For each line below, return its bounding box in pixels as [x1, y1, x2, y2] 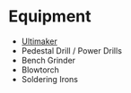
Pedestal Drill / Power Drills [21, 45, 123, 55]
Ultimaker [21, 36, 57, 46]
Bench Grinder [21, 55, 76, 65]
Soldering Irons [21, 73, 78, 84]
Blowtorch [21, 64, 60, 75]
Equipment [8, 6, 92, 27]
